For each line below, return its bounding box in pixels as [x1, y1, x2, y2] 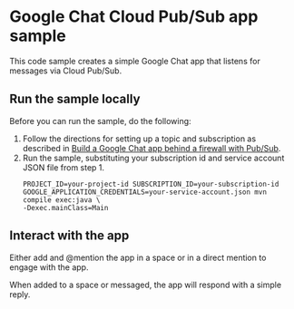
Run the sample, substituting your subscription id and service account [22, 152, 285, 163]
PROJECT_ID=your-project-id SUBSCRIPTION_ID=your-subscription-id [22, 179, 279, 188]
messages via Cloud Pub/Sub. [9, 65, 122, 76]
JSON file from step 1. [22, 161, 105, 173]
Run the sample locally [9, 92, 141, 107]
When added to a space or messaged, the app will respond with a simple [9, 279, 282, 290]
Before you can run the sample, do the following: [9, 115, 192, 126]
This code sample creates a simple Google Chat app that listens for [9, 55, 260, 66]
